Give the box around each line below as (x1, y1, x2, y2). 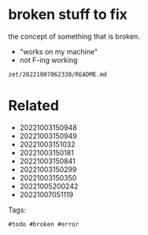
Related (8, 97, 59, 115)
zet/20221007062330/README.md (8, 70, 108, 78)
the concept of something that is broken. (8, 32, 140, 41)
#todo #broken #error (8, 220, 80, 228)
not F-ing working (19, 55, 78, 65)
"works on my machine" (19, 47, 98, 56)
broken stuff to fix (8, 6, 128, 24)
